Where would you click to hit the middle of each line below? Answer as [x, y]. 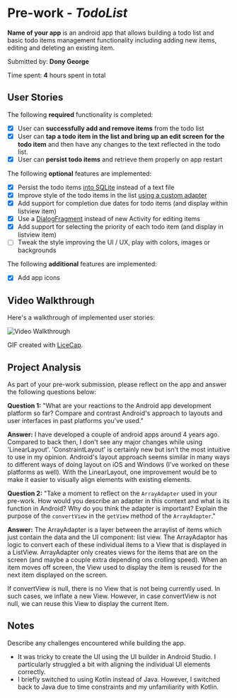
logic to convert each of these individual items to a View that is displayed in [117, 545]
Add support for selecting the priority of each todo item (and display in [121, 227]
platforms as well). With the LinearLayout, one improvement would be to [112, 472]
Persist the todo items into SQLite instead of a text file [96, 187]
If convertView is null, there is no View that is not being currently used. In [114, 589]
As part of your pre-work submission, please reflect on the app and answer [117, 384]
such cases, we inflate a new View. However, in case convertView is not [112, 596]
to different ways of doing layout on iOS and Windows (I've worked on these [118, 465]
